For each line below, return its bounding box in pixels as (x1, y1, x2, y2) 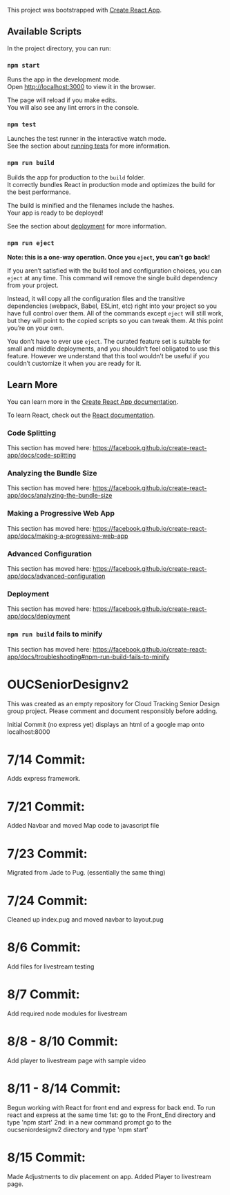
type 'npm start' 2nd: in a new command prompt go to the (7, 1118, 172, 1127)
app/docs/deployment (7, 612, 70, 621)
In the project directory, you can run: (7, 44, 111, 52)
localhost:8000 (7, 728, 50, 736)
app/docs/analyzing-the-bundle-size (7, 492, 113, 500)
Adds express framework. (7, 775, 81, 783)
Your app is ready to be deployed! (7, 208, 104, 217)
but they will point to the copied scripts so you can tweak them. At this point (7, 317, 223, 324)
